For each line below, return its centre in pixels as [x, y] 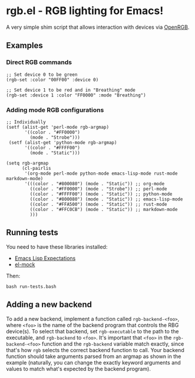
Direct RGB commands [39, 62]
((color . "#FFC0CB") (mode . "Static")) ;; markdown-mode [104, 209]
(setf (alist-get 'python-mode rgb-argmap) [63, 142]
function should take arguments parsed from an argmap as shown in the [94, 356]
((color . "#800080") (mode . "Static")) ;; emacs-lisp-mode [106, 199]
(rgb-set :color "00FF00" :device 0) [52, 80]
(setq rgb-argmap [27, 163]
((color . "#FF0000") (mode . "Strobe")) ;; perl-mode [98, 189]
